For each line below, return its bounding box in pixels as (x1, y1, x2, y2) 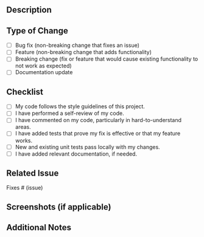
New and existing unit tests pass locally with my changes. (15, 143, 160, 151)
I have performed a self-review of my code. (15, 109, 124, 117)
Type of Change (6, 26, 68, 36)
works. (15, 137, 32, 144)
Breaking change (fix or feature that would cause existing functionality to (15, 55, 199, 63)
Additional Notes (6, 222, 72, 233)
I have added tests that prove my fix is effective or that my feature (15, 130, 181, 137)
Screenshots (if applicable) (6, 202, 111, 212)
